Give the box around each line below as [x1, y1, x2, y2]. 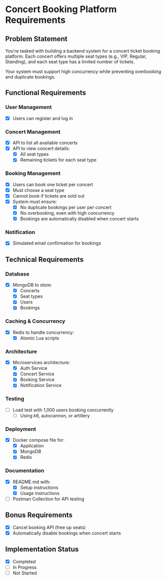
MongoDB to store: [12, 282, 52, 288]
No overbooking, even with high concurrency [20, 210, 115, 216]
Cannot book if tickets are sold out [12, 192, 85, 199]
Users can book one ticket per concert [12, 181, 94, 187]
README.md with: [12, 479, 51, 485]
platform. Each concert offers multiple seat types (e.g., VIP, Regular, [5, 53, 147, 59]
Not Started [12, 570, 37, 576]
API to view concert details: [12, 145, 70, 151]
